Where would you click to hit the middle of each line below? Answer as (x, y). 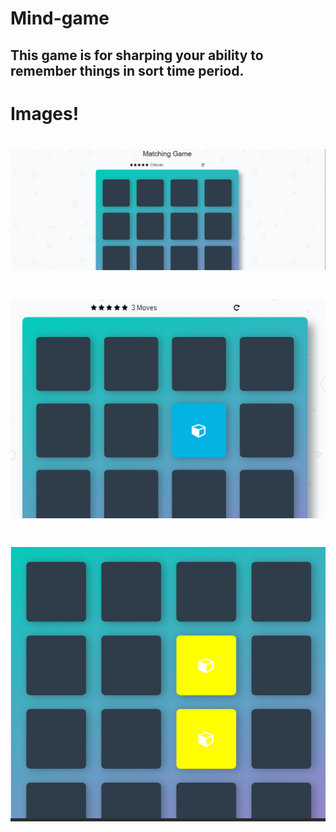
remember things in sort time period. (127, 70)
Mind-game (60, 18)
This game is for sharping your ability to (137, 55)
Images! (45, 113)
